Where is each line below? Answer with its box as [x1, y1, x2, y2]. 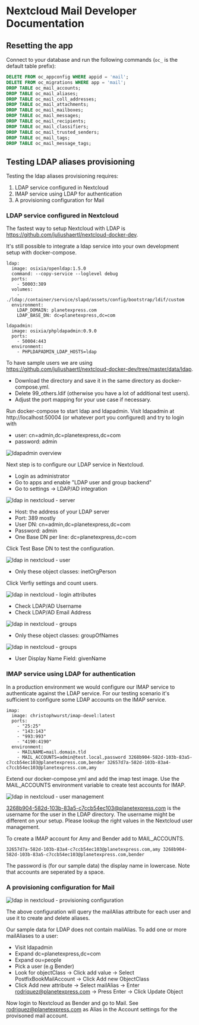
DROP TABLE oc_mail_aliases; [6, 90, 78, 96]
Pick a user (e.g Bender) [14, 963, 74, 970]
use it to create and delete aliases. [6, 914, 90, 922]
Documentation [6, 17, 85, 30]
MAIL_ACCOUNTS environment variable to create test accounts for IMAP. [6, 781, 186, 789]
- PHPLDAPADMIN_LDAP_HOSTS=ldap [17, 349, 97, 355]
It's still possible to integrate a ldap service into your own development [6, 242, 179, 250]
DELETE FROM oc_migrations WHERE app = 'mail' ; [6, 79, 127, 86]
